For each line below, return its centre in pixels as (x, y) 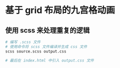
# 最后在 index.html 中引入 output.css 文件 (50, 60)
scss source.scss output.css (36, 51)
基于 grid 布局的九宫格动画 (60, 10)
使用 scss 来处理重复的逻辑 (47, 30)
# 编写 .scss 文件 (23, 42)
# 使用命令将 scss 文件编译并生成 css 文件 (46, 46)
